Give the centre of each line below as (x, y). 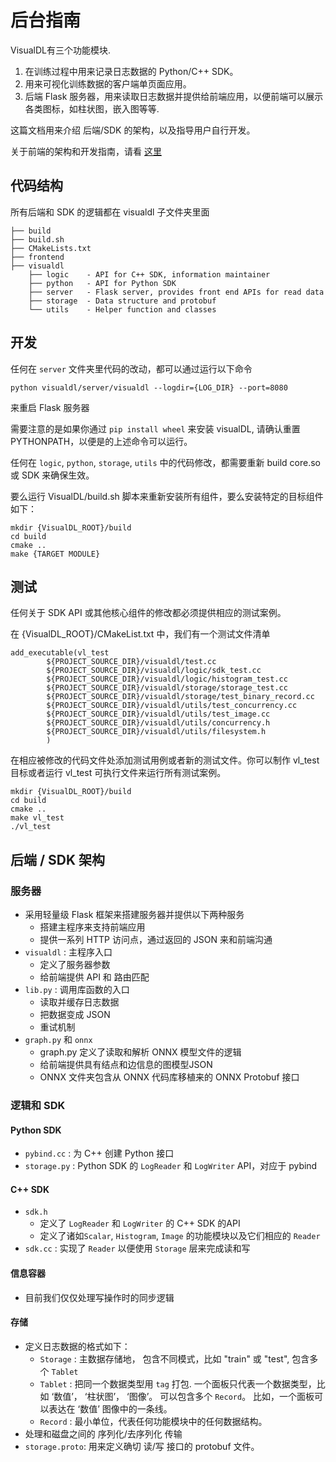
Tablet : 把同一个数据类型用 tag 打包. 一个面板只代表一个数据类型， (178, 1383)
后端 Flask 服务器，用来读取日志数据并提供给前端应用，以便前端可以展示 (174, 96)
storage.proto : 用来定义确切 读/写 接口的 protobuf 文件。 (142, 1446)
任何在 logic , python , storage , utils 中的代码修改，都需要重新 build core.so (165, 462)
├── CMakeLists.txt (51, 248)
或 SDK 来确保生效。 (52, 475)
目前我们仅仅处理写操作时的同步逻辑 (99, 1297)
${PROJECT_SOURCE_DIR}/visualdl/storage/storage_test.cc (167, 688)
